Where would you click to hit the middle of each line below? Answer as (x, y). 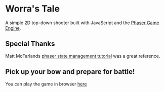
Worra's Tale (32, 9)
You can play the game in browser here (46, 84)
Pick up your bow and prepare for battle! (70, 72)
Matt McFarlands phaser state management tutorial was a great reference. (83, 56)
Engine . (13, 28)
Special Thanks (30, 44)
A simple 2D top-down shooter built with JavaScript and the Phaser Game (82, 23)
